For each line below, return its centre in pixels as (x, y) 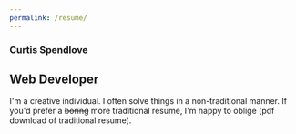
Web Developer (54, 79)
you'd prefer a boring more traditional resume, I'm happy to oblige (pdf (142, 111)
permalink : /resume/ (49, 18)
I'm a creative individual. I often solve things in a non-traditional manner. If (148, 101)
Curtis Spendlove (49, 49)
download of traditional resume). (71, 120)
